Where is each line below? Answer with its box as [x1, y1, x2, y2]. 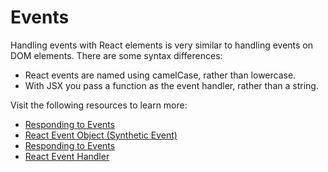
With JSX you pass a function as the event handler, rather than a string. [24, 79, 319, 91]
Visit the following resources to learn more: [10, 99, 188, 111]
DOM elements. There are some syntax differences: [10, 49, 223, 61]
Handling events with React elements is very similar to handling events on [10, 39, 314, 51]
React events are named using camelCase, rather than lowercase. [24, 69, 297, 81]
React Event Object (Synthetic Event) [24, 129, 178, 141]
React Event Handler [24, 150, 110, 162]
